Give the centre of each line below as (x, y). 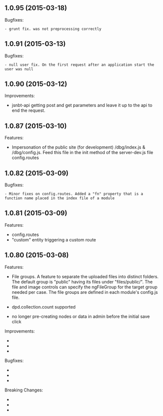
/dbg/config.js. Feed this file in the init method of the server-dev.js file (82, 153)
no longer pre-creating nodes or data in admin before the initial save (81, 316)
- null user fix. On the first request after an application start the (79, 65)
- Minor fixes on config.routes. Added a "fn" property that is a (74, 194)
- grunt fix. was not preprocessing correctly (53, 29)
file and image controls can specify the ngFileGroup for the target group (84, 287)
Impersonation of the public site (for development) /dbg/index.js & (78, 147)
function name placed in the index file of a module (60, 198)
